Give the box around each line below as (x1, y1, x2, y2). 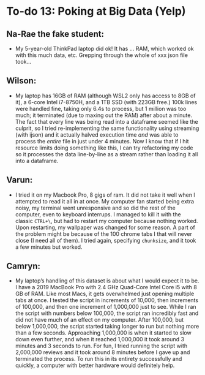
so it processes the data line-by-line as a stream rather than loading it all (15, 150, 198, 157)
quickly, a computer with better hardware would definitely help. (15, 362, 175, 369)
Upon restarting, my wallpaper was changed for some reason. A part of (15, 224, 196, 231)
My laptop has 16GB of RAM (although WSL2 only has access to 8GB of (15, 92, 196, 99)
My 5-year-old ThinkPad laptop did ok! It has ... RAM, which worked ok (15, 45, 194, 52)
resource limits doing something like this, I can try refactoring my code (15, 144, 193, 151)
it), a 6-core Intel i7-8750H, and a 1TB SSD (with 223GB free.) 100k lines (15, 98, 198, 105)
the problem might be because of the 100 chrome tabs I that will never (15, 230, 193, 237)
